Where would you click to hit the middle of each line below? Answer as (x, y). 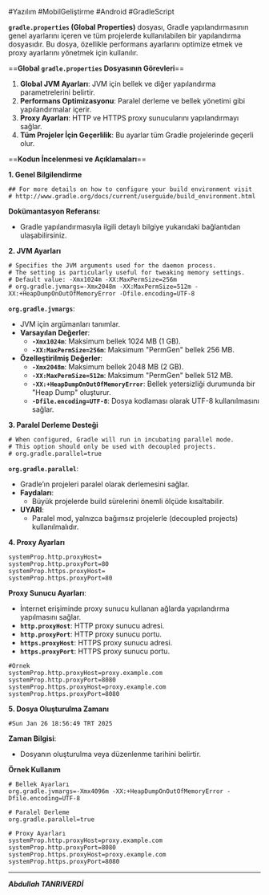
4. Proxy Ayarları (37, 542)
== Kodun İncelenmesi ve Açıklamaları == (77, 159)
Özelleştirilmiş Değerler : (61, 358)
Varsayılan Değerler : (55, 333)
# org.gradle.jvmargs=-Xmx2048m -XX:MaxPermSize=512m (100, 287)
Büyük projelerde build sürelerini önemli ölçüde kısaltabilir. (128, 501)
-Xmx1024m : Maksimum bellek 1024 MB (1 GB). (106, 341)
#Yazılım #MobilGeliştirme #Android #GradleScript (91, 12)
